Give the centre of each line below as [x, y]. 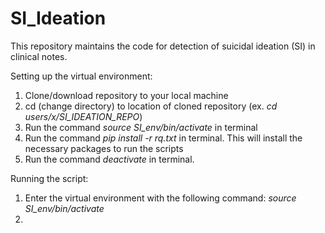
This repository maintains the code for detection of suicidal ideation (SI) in [163, 46]
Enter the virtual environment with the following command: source [160, 198]
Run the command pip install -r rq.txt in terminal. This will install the [163, 138]
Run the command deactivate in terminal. [109, 159]
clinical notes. [39, 56]
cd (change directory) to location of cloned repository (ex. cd [151, 106]
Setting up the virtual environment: [81, 76]
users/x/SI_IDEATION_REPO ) [83, 116]
